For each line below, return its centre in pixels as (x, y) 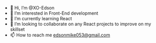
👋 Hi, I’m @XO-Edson (32, 8)
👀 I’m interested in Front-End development (54, 13)
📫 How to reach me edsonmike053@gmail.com (60, 35)
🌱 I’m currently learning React (41, 18)
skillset (17, 29)
